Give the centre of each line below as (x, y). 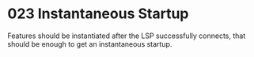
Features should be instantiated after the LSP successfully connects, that (127, 36)
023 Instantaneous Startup (98, 14)
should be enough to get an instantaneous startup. (90, 44)
